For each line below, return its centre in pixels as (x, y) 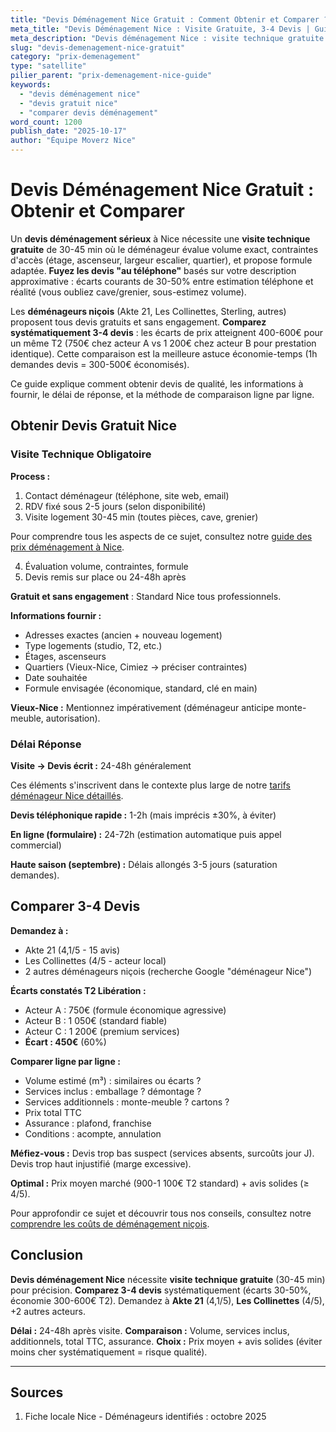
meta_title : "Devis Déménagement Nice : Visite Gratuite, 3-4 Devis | (160, 29)
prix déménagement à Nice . (67, 547)
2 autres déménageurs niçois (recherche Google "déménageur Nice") (168, 971)
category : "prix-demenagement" (75, 57)
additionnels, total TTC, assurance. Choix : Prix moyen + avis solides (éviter (166, 1341)
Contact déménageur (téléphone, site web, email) (127, 495)
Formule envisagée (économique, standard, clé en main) (141, 688)
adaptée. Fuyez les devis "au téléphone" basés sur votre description (153, 270)
